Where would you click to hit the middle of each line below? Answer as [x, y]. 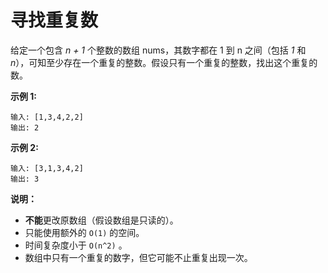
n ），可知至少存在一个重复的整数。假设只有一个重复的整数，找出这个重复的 [164, 62]
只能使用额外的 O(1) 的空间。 [84, 232]
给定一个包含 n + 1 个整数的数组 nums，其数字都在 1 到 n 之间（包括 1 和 [158, 50]
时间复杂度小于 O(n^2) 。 [76, 245]
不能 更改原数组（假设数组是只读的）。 [101, 220]
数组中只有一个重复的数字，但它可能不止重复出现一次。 [138, 257]
